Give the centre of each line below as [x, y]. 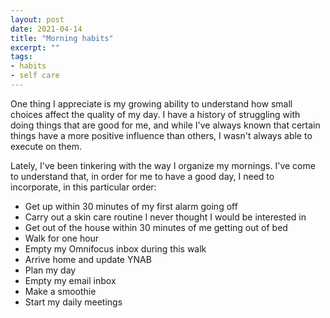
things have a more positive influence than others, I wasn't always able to [161, 135]
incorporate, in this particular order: [83, 187]
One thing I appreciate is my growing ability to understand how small [151, 103]
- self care [35, 76]
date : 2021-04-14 [46, 29]
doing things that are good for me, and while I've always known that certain [165, 125]
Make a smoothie [60, 291]
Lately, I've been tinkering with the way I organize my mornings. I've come [163, 165]
